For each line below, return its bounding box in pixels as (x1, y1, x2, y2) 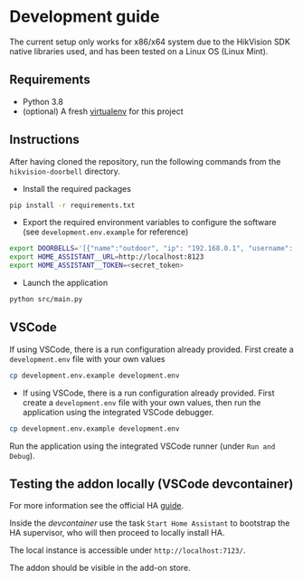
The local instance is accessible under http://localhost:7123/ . (9, 545, 246, 556)
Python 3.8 (22, 96, 63, 107)
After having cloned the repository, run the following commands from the (9, 156, 281, 166)
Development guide (9, 6, 160, 27)
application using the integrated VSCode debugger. (22, 406, 214, 417)
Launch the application (22, 278, 109, 289)
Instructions (9, 132, 80, 147)
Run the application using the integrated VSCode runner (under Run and (9, 441, 276, 452)
